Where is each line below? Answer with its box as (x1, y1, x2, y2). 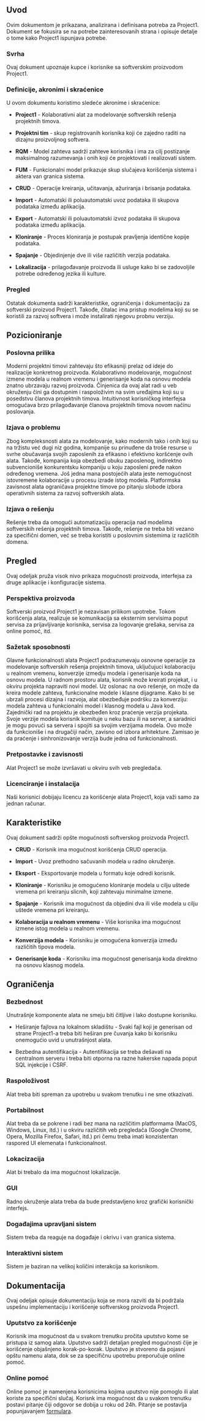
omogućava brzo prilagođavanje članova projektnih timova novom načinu (6, 402, 191, 409)
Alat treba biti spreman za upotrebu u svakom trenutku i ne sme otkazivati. (6, 1091, 194, 1098)
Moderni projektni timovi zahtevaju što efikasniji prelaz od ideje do (6, 362, 173, 370)
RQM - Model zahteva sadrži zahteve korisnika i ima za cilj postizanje (15, 148, 190, 155)
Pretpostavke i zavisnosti (6, 750, 84, 759)
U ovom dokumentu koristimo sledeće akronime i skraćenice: (6, 99, 160, 107)
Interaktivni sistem (6, 1249, 63, 1257)
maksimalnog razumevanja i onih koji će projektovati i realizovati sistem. (15, 154, 197, 162)
